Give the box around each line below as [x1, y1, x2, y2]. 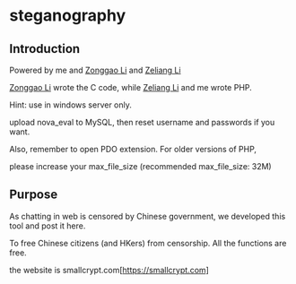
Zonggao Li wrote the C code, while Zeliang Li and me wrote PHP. [9, 82, 253, 92]
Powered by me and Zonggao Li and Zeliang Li [9, 65, 181, 75]
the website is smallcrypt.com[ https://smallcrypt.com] [9, 264, 209, 275]
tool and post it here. [9, 220, 86, 231]
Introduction [9, 41, 81, 56]
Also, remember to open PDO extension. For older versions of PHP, [9, 144, 257, 154]
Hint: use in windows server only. [9, 99, 133, 110]
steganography [9, 5, 126, 26]
